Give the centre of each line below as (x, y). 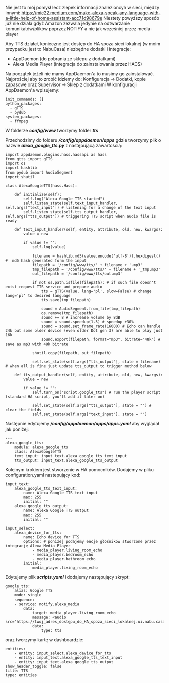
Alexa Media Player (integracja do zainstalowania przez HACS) (77, 64)
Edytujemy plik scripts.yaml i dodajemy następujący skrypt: (67, 577)
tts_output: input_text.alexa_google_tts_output (66, 460)
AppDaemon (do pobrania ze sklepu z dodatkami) (64, 59)
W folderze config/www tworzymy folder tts (52, 131)
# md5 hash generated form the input (46, 261)
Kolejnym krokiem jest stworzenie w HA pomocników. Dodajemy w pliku (80, 469)
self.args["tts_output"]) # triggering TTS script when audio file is (81, 216)
